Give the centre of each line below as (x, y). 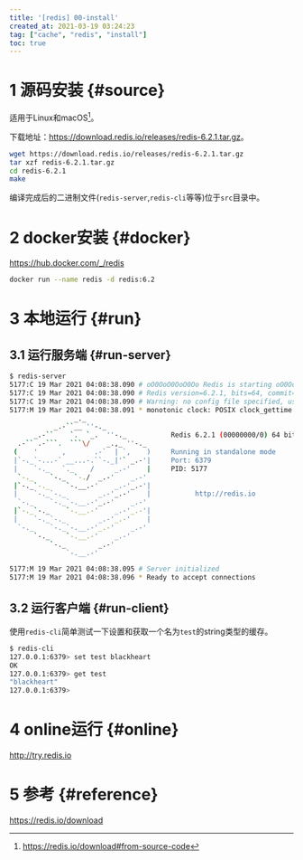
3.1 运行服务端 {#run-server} (90, 355)
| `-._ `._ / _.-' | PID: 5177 (110, 468)
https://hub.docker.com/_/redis (67, 263)
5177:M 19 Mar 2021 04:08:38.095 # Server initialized (115, 569)
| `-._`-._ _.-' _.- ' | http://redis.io (134, 494)
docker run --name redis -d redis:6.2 (82, 280)
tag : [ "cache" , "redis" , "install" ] (78, 34)
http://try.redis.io (41, 755)
